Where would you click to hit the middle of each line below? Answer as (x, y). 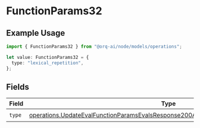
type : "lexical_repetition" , (48, 63)
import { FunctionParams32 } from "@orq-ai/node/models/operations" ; (94, 46)
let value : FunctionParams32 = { (48, 57)
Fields (18, 87)
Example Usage (36, 33)
